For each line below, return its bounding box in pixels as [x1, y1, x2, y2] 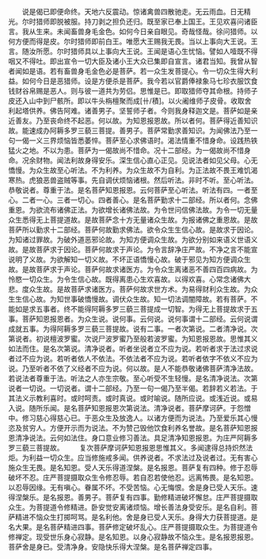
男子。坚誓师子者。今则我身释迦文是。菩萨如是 [97, 106, 251, 115]
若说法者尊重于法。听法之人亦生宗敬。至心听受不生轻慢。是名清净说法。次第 [8, 373, 258, 383]
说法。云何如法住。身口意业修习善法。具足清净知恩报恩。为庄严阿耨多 [28, 433, 258, 442]
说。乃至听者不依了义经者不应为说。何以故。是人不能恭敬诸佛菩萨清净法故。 [8, 364, 258, 373]
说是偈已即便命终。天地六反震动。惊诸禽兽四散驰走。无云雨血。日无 [21, 7, 244, 16]
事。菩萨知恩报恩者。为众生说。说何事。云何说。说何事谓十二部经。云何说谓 [8, 314, 258, 324]
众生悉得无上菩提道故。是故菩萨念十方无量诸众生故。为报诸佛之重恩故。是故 [8, 215, 258, 224]
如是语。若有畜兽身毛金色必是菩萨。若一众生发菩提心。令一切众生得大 [21, 67, 251, 75]
